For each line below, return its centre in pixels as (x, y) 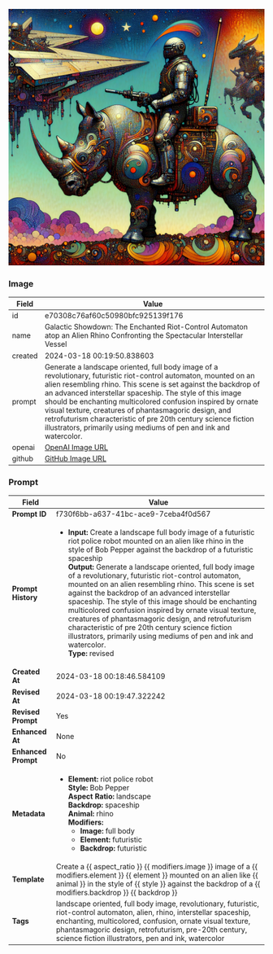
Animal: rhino (91, 813)
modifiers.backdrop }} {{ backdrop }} (117, 892)
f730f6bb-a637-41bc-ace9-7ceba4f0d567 (133, 514)
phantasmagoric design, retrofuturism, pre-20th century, (152, 930)
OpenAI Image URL (76, 448)
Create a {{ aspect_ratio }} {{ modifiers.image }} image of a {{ (157, 866)
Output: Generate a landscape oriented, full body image (161, 567)
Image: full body (108, 830)
